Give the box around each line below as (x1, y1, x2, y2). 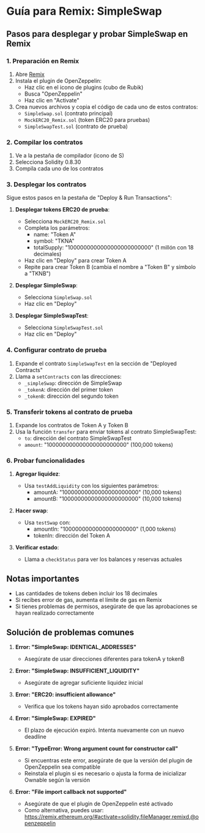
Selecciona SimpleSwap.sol (24, 294, 93, 301)
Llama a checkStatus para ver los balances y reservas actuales (24, 556, 182, 563)
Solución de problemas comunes (6, 627, 135, 637)
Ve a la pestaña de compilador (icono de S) (15, 152, 124, 159)
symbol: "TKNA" (33, 237, 75, 245)
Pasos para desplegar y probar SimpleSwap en (6, 29, 188, 39)
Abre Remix (15, 70, 45, 78)
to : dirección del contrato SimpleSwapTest (24, 435, 132, 442)
